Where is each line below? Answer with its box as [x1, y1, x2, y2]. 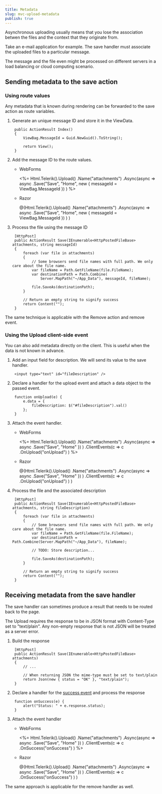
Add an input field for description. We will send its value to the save [12, 357, 147, 363]
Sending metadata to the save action [5, 78, 118, 86]
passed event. [12, 385, 41, 391]
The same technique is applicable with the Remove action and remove [5, 315, 145, 320]
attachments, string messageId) [12, 242, 77, 247]
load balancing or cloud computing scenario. [5, 64, 94, 69]
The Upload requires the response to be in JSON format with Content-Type [5, 619, 155, 624]
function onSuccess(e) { [14, 699, 64, 704]
